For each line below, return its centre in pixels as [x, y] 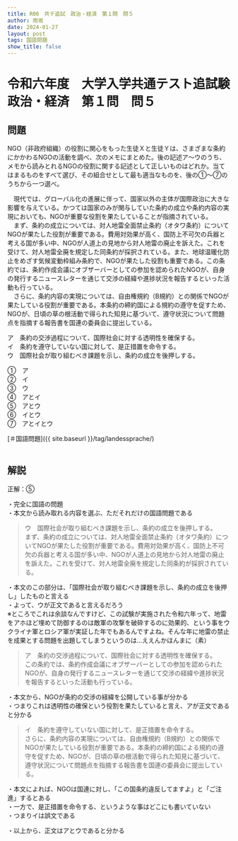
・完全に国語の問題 [35, 504]
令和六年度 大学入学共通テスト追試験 [119, 84]
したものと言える [44, 596]
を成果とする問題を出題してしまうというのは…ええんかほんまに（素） [109, 640]
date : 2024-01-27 [33, 27]
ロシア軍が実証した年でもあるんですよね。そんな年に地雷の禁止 [137, 631]
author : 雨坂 [25, 21]
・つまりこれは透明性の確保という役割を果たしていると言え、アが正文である [119, 706]
